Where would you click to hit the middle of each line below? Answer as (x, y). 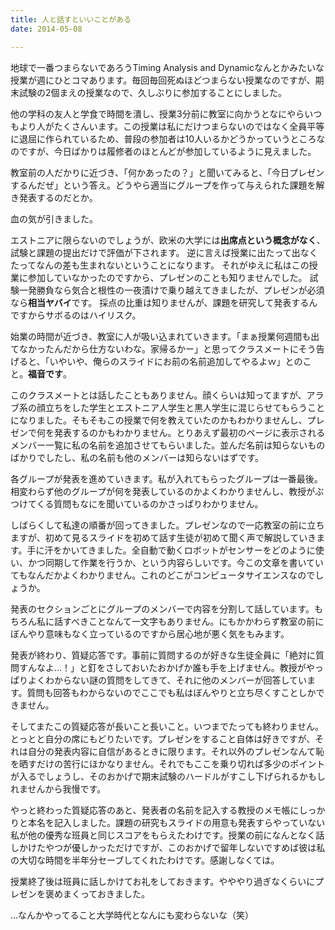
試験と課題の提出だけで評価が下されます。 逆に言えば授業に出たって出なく (164, 252)
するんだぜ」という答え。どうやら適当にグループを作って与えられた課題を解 (167, 185)
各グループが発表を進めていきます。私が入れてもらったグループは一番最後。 (166, 478)
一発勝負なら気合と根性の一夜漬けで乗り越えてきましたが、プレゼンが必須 (171, 290)
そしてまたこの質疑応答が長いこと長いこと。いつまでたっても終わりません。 (167, 726)
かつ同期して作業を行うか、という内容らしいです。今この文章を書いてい (176, 562)
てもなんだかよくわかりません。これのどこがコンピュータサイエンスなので (163, 575)
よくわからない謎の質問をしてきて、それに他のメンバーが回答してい (167, 680)
